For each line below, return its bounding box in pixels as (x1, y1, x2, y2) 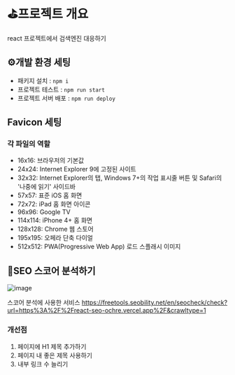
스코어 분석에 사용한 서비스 (7, 298, 80, 307)
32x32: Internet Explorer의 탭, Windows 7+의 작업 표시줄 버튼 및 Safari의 (17, 174, 222, 182)
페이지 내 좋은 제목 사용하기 (17, 351, 93, 360)
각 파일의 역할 (7, 139, 51, 149)
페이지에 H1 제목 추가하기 (17, 342, 87, 351)
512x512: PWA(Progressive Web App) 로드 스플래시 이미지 (17, 242, 181, 251)
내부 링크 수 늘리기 (17, 360, 69, 368)
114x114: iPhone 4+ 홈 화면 (17, 216, 93, 225)
